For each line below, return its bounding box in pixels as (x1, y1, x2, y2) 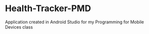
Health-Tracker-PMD (5, 3, 91, 14)
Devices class (5, 24, 33, 30)
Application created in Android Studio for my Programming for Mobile (5, 19, 145, 25)
